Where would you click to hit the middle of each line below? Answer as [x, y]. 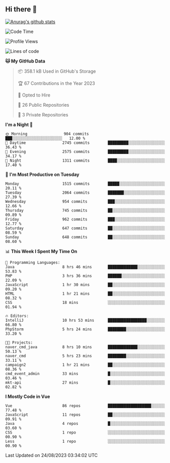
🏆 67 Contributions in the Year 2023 [56, 83]
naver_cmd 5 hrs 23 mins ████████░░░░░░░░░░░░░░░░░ [85, 356]
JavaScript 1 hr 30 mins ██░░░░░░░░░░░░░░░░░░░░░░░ [85, 285]
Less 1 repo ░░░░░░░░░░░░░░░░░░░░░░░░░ [85, 441]
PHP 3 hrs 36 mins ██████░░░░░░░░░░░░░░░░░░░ [85, 276]
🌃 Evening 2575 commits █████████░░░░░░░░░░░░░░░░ [85, 151]
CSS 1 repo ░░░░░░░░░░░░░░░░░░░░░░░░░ [85, 433]
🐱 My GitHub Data [25, 61]
